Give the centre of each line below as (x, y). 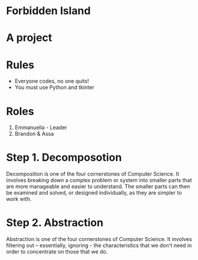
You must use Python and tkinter (54, 87)
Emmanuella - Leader (41, 127)
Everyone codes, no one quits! (52, 81)
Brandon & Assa (34, 134)
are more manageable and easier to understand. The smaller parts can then (98, 186)
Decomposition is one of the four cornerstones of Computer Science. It (92, 174)
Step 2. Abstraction (55, 223)
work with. (19, 199)
